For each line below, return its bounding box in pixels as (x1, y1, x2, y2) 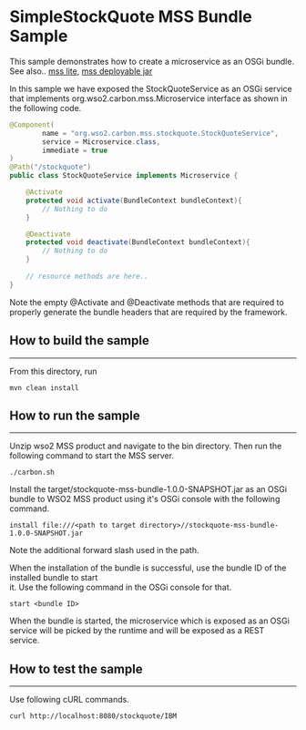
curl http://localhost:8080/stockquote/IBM (9, 712, 178, 721)
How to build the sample (9, 333, 150, 348)
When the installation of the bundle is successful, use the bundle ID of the (9, 562, 287, 573)
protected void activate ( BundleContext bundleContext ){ (25, 196, 243, 205)
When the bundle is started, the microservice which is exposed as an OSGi (9, 615, 290, 626)
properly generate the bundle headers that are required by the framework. (9, 306, 289, 317)
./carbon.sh (9, 468, 55, 478)
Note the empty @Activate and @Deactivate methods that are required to (9, 296, 284, 307)
